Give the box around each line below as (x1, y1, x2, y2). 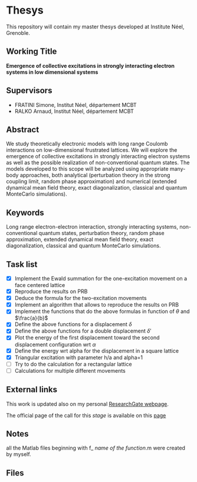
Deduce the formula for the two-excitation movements (14, 295, 147, 302)
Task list (6, 259, 38, 269)
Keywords (6, 207, 44, 217)
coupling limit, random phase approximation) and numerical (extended (6, 178, 177, 185)
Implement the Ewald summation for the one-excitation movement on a (14, 275, 188, 282)
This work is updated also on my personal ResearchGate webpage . (6, 400, 169, 408)
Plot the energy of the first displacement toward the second (14, 334, 160, 341)
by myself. (6, 451, 31, 458)
